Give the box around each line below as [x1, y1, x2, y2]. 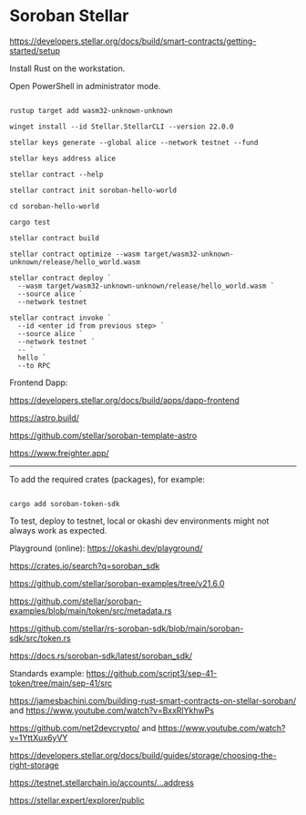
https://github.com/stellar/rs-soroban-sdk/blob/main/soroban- [9, 623, 244, 634]
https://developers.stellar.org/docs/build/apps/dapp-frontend [9, 394, 240, 405]
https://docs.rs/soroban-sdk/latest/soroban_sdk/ [9, 650, 193, 661]
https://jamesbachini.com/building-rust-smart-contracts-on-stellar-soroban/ [9, 695, 297, 706]
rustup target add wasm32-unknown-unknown [9, 106, 173, 115]
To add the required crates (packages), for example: [9, 474, 205, 484]
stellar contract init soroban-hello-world [9, 186, 178, 195]
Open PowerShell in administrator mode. [9, 80, 161, 91]
